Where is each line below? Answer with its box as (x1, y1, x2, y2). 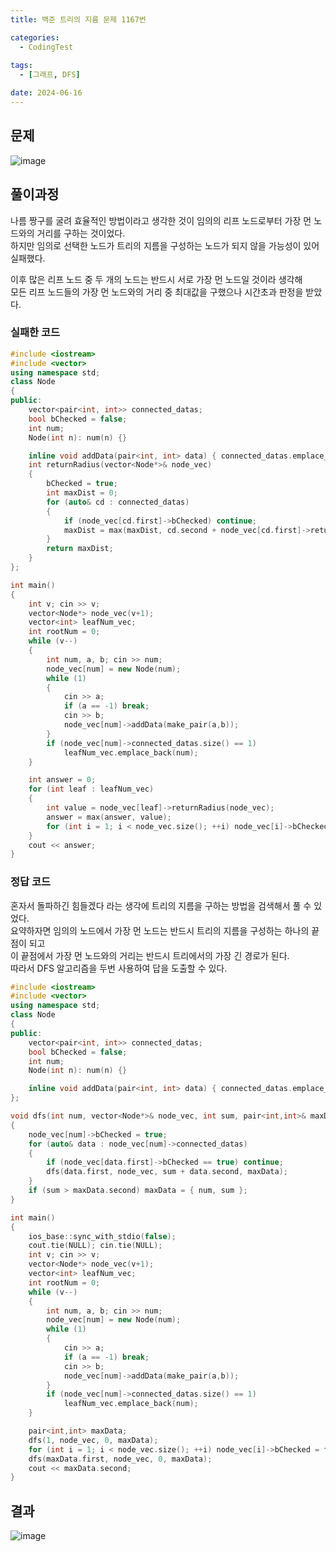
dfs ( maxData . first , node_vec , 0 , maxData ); (28, 1454, 213, 1464)
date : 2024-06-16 (10, 88, 83, 98)
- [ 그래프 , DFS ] (19, 70, 81, 80)
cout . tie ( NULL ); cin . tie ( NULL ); (28, 1241, 163, 1251)
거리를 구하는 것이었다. (36, 227, 126, 239)
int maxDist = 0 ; (46, 488, 118, 498)
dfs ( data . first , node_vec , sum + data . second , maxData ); (46, 1167, 288, 1177)
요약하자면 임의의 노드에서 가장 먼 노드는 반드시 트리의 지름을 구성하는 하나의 (10, 924, 310, 936)
